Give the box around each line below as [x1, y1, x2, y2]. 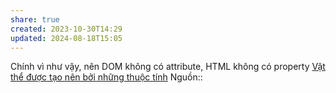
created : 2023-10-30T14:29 [10, 24, 123, 34]
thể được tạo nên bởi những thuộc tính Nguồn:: [10, 71, 203, 83]
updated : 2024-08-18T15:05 [10, 33, 123, 43]
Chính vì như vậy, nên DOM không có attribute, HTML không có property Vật [10, 61, 326, 73]
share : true [10, 14, 60, 25]
